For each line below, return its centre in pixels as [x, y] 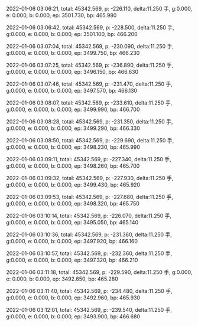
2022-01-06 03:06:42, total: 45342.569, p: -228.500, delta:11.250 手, [90, 27]
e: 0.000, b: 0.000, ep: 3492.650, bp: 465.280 [62, 279]
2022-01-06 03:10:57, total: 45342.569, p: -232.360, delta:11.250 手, [89, 253]
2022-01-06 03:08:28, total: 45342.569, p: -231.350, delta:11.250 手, [90, 122]
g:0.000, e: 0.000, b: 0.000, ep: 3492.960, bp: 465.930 [73, 298]
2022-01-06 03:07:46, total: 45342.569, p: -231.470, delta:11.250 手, [90, 84]
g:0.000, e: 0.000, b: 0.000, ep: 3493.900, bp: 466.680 [73, 317]
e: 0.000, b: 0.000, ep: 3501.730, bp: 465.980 [61, 15]
